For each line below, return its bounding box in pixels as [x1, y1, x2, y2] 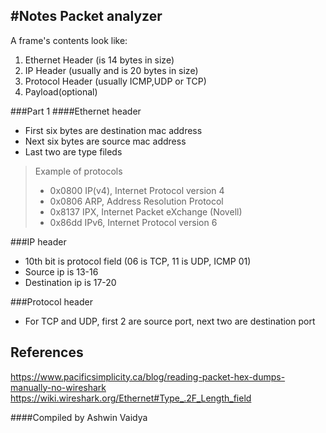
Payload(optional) [24, 85, 98, 98]
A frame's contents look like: [10, 34, 128, 46]
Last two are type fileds [24, 145, 123, 158]
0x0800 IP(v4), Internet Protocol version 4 [49, 184, 225, 196]
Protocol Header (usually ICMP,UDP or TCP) [24, 75, 207, 87]
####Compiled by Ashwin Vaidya [10, 411, 148, 423]
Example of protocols [34, 165, 123, 177]
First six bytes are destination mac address [24, 124, 203, 136]
